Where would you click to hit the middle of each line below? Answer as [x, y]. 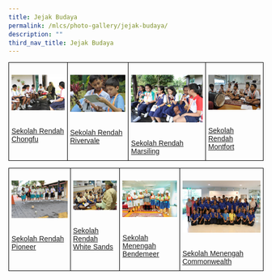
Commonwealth [207, 262]
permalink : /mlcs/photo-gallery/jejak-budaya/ [88, 25]
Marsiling [145, 151]
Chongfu [25, 139]
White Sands [93, 247]
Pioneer [24, 247]
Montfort [221, 146]
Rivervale [85, 141]
